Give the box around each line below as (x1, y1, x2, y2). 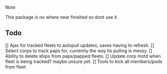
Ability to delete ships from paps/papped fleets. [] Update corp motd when (5, 53, 161, 59)
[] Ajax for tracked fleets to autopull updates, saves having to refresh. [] (5, 42, 154, 48)
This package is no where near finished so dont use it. (5, 14, 118, 20)
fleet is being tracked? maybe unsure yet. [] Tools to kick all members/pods (5, 58, 162, 64)
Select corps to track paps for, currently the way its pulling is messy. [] (5, 48, 153, 54)
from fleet (5, 63, 26, 70)
